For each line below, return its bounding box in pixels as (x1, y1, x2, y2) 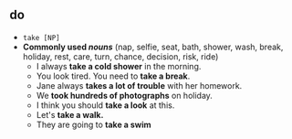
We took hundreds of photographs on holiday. (36, 90, 213, 101)
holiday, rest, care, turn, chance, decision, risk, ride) (22, 50, 219, 62)
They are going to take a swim (36, 119, 152, 130)
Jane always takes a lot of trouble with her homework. (36, 80, 243, 91)
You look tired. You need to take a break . (36, 70, 191, 81)
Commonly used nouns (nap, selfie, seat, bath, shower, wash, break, (22, 41, 284, 52)
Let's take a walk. (36, 109, 104, 120)
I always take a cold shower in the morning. (36, 60, 202, 71)
